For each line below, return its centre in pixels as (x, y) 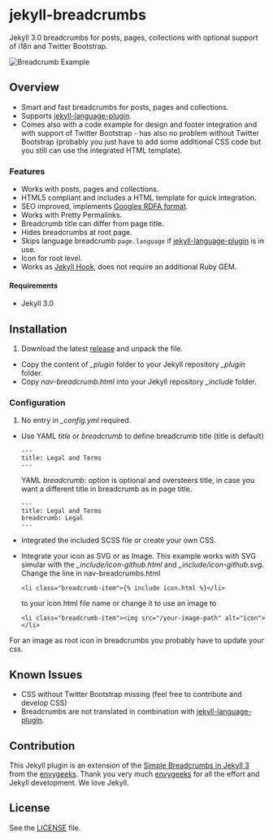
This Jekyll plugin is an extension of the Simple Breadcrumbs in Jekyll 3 (130, 765)
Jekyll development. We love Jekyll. (69, 782)
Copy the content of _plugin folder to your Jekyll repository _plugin (133, 364)
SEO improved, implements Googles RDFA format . (104, 207)
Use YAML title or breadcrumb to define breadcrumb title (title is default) (143, 436)
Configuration (37, 403)
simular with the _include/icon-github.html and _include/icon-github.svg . (143, 565)
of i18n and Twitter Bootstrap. (58, 46)
